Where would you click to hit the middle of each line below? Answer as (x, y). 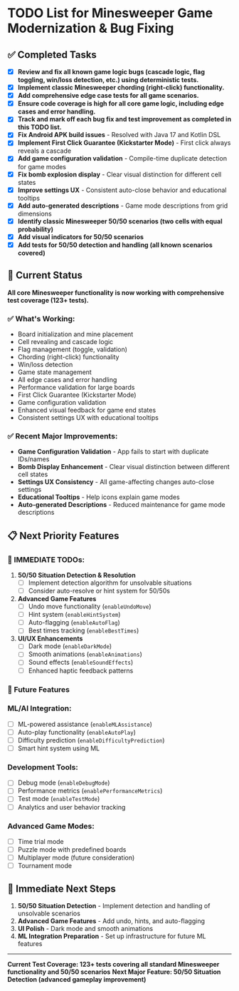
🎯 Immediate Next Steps (62, 889)
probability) (36, 229)
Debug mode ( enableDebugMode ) (64, 783)
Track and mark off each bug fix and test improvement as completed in (124, 119)
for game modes (42, 166)
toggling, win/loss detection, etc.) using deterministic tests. (108, 80)
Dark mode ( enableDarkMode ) (70, 646)
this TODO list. (39, 127)
